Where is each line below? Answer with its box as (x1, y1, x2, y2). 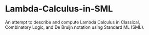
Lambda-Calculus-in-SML (5, 3, 113, 14)
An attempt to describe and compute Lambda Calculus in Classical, (5, 19, 140, 25)
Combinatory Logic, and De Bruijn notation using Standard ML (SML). (5, 24, 145, 30)
